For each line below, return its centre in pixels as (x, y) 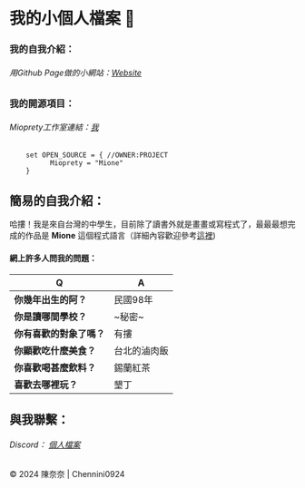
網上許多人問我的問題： (53, 258)
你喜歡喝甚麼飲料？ (55, 367)
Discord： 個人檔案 (45, 444)
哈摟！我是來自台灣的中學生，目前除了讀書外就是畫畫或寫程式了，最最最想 (148, 224)
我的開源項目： (42, 103)
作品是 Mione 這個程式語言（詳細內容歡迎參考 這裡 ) (120, 236)
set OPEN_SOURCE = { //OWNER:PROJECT (97, 155)
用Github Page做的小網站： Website (76, 73)
